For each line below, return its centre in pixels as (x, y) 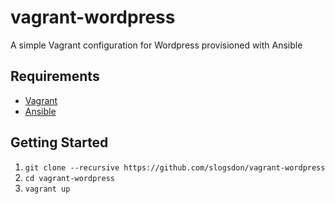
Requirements (55, 76)
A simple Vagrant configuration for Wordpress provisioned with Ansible (156, 45)
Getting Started (59, 142)
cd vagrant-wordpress (69, 178)
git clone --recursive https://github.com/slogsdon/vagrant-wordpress (175, 167)
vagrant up (47, 189)
